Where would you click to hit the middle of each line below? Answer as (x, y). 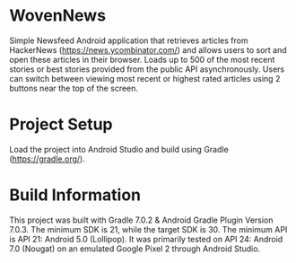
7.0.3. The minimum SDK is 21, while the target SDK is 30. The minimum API (148, 229)
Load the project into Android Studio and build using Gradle (119, 149)
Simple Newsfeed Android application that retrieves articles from (129, 40)
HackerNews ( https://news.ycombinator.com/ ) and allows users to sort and (148, 49)
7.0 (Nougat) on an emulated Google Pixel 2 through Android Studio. (135, 249)
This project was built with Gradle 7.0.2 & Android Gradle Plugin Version (141, 220)
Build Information (75, 195)
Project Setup (61, 124)
